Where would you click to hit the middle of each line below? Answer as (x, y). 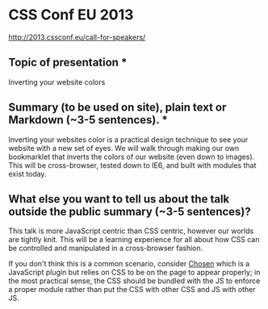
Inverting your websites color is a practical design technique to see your (128, 140)
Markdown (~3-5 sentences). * (88, 120)
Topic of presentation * (68, 63)
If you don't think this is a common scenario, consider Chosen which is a (129, 264)
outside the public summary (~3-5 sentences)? (130, 211)
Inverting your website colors (57, 81)
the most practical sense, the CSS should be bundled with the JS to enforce (134, 281)
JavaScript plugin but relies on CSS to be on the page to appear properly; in (134, 273)
